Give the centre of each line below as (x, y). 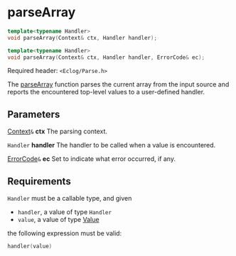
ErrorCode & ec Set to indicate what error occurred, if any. (92, 159)
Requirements (39, 181)
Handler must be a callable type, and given (70, 199)
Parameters (34, 114)
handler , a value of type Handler (65, 212)
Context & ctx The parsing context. (58, 131)
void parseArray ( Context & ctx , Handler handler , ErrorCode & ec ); (106, 57)
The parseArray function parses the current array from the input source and (118, 84)
